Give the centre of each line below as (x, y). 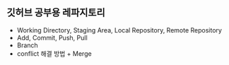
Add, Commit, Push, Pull (52, 37)
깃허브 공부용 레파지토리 (56, 13)
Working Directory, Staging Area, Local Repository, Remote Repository (119, 30)
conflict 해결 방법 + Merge (54, 53)
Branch (27, 45)
